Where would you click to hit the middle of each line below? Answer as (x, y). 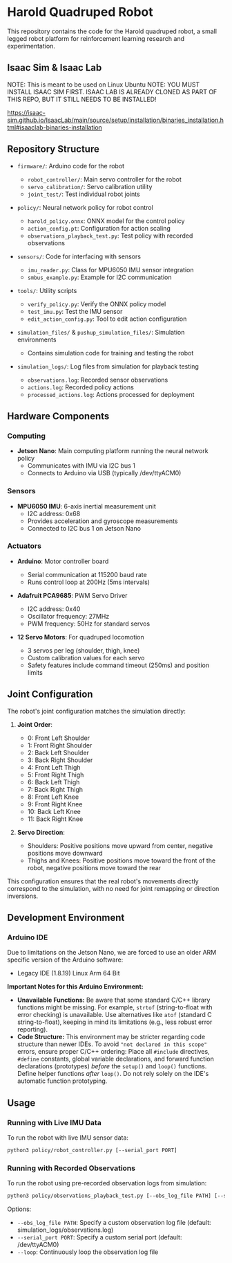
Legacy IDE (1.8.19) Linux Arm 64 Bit (68, 973)
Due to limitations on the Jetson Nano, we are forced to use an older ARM (112, 953)
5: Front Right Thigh (56, 775)
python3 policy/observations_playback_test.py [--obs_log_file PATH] (109, 1196)
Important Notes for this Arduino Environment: (75, 987)
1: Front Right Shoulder (60, 745)
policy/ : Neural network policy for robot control (85, 207)
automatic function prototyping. (62, 1081)
